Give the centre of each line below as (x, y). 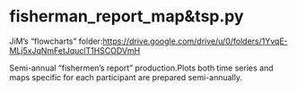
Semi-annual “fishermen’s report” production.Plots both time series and (141, 68)
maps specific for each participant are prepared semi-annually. (126, 77)
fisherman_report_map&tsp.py (127, 17)
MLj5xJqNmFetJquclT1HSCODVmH (75, 50)
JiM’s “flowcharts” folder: (56, 41)
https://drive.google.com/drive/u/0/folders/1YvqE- (196, 41)
